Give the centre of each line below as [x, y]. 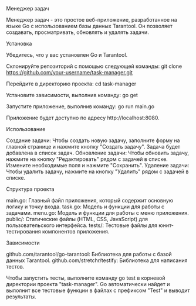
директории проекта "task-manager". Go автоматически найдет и [88, 284]
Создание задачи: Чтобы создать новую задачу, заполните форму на [93, 140]
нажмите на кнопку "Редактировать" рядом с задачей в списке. [87, 159]
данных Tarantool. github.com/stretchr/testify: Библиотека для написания [97, 260]
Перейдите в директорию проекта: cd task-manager [71, 84]
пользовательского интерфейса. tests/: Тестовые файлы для [82, 225]
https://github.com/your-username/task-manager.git [70, 72]
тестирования [23, 231]
